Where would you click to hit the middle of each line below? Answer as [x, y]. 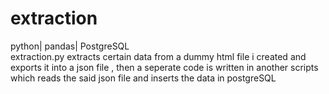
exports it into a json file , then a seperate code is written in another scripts [164, 67]
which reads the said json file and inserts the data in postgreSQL [143, 78]
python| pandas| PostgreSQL [70, 46]
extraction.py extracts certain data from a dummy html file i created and [158, 56]
